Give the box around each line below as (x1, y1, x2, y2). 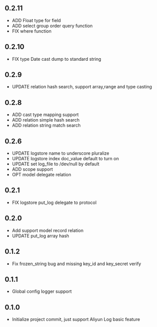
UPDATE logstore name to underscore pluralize (12, 150, 109, 156)
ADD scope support (12, 166, 53, 172)
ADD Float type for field (12, 17, 61, 23)
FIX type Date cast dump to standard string (12, 56, 101, 62)
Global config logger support (12, 288, 72, 294)
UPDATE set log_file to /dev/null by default (12, 161, 100, 167)
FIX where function (12, 28, 52, 34)
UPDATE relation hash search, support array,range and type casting (12, 84, 152, 90)
